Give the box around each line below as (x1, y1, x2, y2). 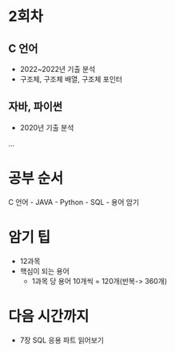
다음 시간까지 (8, 307, 89, 325)
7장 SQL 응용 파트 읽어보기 (19, 335, 104, 345)
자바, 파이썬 (8, 100, 62, 114)
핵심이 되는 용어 (19, 266, 70, 276)
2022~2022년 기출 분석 (19, 65, 96, 74)
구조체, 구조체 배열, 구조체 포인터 (19, 74, 122, 84)
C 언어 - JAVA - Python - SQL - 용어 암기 (8, 197, 140, 206)
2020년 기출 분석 (19, 122, 74, 132)
